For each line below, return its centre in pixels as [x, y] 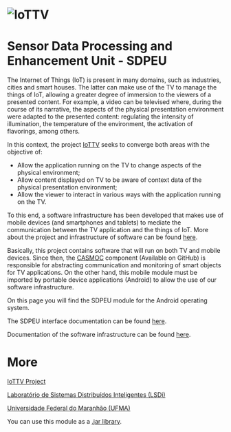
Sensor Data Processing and [90, 47]
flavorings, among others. [44, 132]
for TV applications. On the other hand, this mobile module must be [102, 273]
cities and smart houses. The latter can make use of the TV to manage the [112, 88]
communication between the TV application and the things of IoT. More [108, 230]
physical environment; [48, 173]
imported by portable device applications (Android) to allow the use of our [112, 280]
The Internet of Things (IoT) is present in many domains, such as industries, [114, 80]
